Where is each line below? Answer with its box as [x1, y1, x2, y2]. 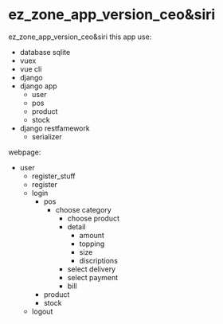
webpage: [8, 147, 41, 157]
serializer [31, 131, 62, 141]
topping [79, 239, 105, 248]
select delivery [67, 264, 116, 274]
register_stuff [31, 171, 76, 181]
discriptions [79, 256, 118, 265]
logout [31, 306, 53, 316]
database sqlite [19, 47, 71, 57]
